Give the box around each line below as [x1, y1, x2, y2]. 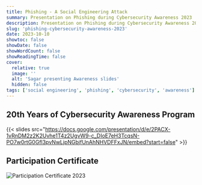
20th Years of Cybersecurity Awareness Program [6, 110, 195, 120]
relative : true [11, 64, 50, 71]
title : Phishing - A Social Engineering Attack [6, 8, 128, 15]
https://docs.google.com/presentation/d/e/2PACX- [44, 125, 171, 133]
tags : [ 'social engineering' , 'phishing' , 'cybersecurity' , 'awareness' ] [6, 87, 195, 93]
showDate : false [6, 43, 47, 49]
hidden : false [11, 82, 47, 88]
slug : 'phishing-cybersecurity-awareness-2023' [6, 25, 128, 32]
